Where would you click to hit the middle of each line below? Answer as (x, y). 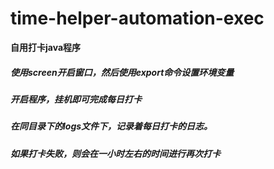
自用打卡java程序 (46, 47)
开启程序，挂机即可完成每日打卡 (76, 99)
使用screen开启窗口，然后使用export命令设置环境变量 (122, 72)
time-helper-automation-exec (137, 18)
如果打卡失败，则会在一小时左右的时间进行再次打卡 (115, 153)
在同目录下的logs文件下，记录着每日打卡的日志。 (111, 126)
